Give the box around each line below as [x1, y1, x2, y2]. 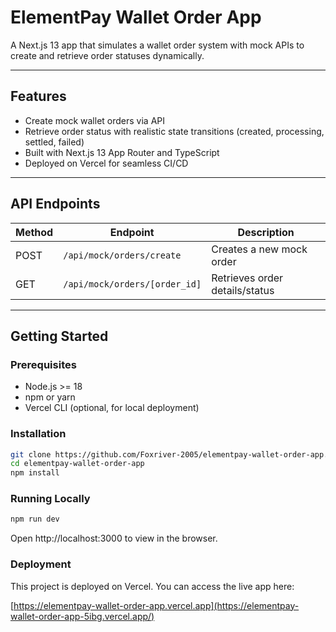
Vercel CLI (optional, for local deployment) [24, 402, 200, 414]
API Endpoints [10, 196, 101, 213]
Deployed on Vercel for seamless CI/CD [24, 157, 189, 169]
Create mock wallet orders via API [24, 114, 166, 126]
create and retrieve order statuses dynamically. [10, 49, 205, 61]
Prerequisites [10, 357, 77, 371]
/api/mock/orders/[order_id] [63, 278, 202, 290]
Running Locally [10, 492, 91, 506]
